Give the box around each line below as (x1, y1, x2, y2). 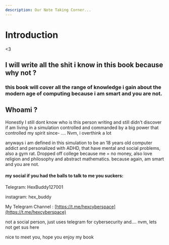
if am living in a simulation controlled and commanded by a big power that (5, 125, 159, 131)
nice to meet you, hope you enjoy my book (5, 234, 94, 240)
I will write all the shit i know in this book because (5, 60, 163, 69)
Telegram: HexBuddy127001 (5, 184, 64, 190)
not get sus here (5, 224, 39, 230)
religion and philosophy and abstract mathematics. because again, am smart (5, 155, 164, 162)
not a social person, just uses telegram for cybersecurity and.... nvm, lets (5, 219, 157, 225)
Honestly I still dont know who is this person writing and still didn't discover (5, 119, 162, 125)
